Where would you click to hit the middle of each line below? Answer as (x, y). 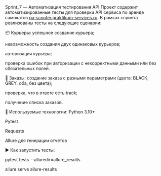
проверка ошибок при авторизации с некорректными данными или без (81, 63)
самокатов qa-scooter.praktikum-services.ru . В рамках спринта (72, 18)
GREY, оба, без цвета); (29, 83)
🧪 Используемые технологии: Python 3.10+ (50, 112)
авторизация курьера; (29, 53)
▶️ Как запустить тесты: (30, 150)
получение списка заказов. (34, 102)
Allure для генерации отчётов (36, 141)
